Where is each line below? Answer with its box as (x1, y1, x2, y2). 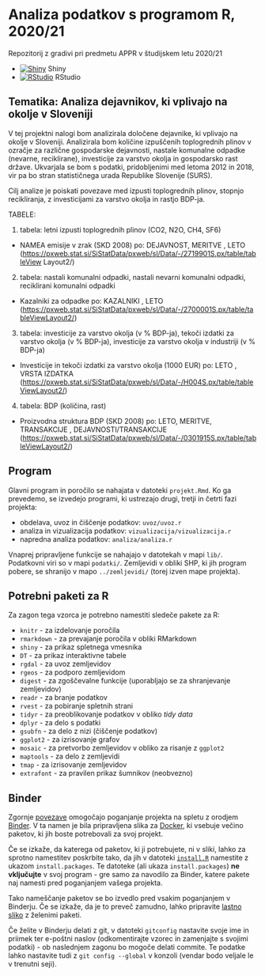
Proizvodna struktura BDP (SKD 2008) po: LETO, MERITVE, (19, 416, 212, 426)
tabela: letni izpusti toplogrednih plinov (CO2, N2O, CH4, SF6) (19, 225, 221, 234)
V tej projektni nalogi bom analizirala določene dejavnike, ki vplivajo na (8, 128, 239, 138)
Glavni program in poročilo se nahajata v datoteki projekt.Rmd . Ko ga (8, 485, 232, 495)
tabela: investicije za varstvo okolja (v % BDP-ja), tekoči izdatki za (19, 328, 235, 338)
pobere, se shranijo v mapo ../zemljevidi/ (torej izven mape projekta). (8, 566, 240, 576)
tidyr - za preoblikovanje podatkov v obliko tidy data (19, 709, 194, 719)
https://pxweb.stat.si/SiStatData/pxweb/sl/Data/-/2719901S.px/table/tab (22, 248, 257, 258)
